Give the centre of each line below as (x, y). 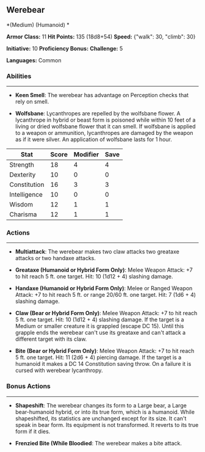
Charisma (23, 214)
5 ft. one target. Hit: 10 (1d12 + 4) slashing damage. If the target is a (99, 319)
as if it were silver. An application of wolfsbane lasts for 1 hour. (93, 139)
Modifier (86, 155)
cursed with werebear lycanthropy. (59, 370)
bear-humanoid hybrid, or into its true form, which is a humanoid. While (105, 412)
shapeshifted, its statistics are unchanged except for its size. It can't (101, 418)
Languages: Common (34, 60)
